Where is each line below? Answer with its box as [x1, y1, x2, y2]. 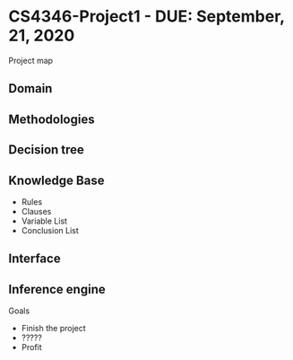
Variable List [21, 215, 68, 226]
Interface [8, 251, 61, 267]
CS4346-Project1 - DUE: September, [8, 6, 285, 27]
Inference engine [8, 281, 106, 297]
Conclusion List [21, 224, 80, 235]
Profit [21, 342, 42, 353]
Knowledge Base [8, 172, 105, 188]
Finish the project [21, 323, 86, 334]
